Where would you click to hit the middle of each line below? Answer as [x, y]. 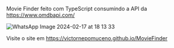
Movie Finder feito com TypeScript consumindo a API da [77, 9]
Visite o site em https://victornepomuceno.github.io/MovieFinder [87, 38]
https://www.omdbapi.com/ [41, 15]
